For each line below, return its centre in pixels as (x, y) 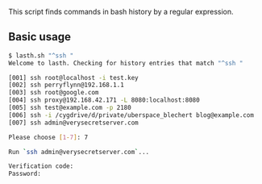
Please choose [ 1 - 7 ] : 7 (48, 137)
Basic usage (40, 37)
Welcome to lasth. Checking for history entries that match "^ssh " (126, 63)
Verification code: (41, 166)
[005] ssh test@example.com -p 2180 (70, 108)
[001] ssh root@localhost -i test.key (73, 77)
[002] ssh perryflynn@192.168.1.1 (67, 85)
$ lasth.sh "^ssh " (41, 56)
